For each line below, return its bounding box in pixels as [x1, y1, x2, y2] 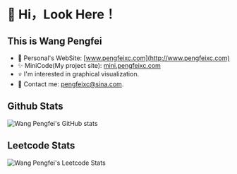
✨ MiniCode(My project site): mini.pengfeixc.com [17, 62, 161, 69]
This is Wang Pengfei [7, 35, 102, 47]
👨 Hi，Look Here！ [7, 6, 117, 23]
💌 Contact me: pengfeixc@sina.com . [17, 80, 124, 88]
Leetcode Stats [7, 139, 75, 152]
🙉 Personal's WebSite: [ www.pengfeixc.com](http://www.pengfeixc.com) [17, 54, 230, 62]
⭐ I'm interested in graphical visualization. [17, 70, 140, 78]
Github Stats [7, 100, 63, 112]
